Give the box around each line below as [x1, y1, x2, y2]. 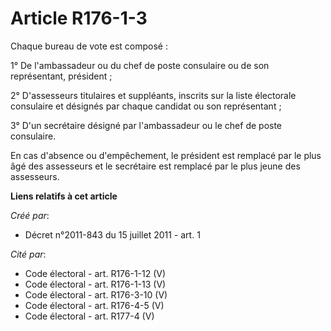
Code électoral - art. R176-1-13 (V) [24, 278, 167, 290]
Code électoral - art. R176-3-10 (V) [24, 288, 168, 301]
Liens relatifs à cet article [10, 190, 118, 202]
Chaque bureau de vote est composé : [10, 40, 168, 52]
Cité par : [10, 248, 47, 260]
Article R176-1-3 [10, 7, 148, 30]
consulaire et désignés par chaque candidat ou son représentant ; [10, 100, 282, 112]
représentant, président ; [10, 70, 113, 82]
